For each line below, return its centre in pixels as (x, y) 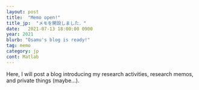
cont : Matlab (23, 57)
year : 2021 (20, 34)
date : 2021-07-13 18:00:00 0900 (50, 29)
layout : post (23, 12)
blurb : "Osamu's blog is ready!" (48, 40)
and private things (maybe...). (43, 80)
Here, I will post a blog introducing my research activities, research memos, (100, 74)
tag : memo (19, 46)
